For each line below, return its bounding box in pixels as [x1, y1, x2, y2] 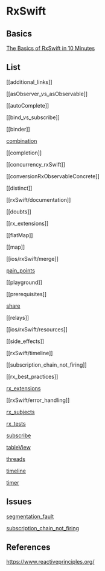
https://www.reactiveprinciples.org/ [6, 558, 95, 566]
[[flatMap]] [6, 231, 33, 238]
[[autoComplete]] [6, 102, 49, 109]
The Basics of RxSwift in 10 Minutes [6, 44, 95, 52]
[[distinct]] [6, 184, 33, 192]
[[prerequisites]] [6, 290, 47, 297]
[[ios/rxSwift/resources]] [6, 325, 68, 333]
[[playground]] [6, 279, 42, 286]
